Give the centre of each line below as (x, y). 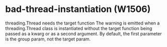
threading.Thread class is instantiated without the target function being (79, 28)
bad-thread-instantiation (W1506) (78, 9)
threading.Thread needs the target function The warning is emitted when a (82, 23)
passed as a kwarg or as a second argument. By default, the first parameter (83, 33)
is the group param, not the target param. (48, 39)
